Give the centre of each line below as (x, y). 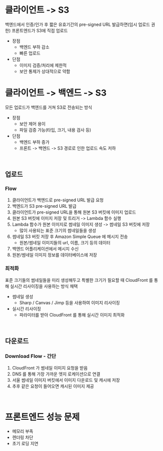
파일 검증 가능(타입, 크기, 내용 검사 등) (55, 130)
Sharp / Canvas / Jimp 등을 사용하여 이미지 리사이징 (70, 302)
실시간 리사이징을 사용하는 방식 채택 (44, 286)
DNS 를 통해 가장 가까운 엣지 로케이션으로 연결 (56, 374)
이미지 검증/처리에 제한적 (43, 65)
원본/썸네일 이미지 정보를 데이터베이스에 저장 (54, 255)
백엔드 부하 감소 (34, 47)
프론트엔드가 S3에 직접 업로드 (40, 30)
